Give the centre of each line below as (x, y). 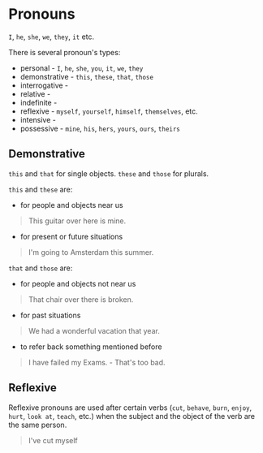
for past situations (50, 315)
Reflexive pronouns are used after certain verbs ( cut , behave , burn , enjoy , (130, 408)
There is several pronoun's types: (65, 52)
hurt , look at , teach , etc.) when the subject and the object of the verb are (132, 416)
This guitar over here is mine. (77, 221)
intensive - (38, 119)
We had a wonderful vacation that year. (94, 330)
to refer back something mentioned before (91, 347)
